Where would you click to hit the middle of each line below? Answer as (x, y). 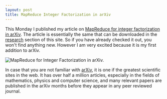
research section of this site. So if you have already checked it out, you (78, 39)
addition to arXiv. (23, 50)
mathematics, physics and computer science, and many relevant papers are (83, 80)
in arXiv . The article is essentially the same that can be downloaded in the (81, 34)
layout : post (19, 10)
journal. (13, 91)
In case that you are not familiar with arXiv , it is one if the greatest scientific (83, 70)
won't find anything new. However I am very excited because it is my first (81, 45)
